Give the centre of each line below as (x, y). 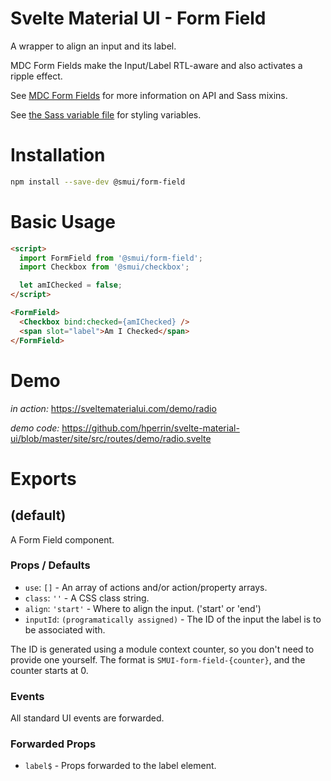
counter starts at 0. (49, 670)
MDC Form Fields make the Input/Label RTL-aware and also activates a (156, 65)
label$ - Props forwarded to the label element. (120, 766)
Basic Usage (63, 221)
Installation (58, 155)
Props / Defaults (50, 565)
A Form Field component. (62, 539)
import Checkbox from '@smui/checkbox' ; (104, 267)
